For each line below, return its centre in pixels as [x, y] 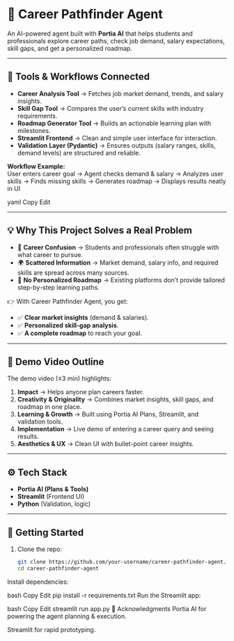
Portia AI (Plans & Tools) [53, 489]
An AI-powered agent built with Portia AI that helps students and [100, 33]
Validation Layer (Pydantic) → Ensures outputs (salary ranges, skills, [116, 145]
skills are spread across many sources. [73, 272]
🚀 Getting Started [46, 532]
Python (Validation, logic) [54, 504]
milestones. [34, 130]
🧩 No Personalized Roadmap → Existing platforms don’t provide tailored [121, 280]
